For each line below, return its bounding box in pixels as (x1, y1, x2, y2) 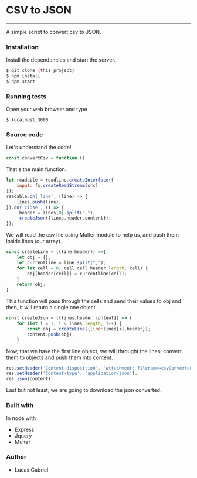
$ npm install (6, 73, 41, 79)
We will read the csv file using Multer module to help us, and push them (6, 231, 179, 238)
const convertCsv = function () (6, 155, 85, 161)
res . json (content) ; (6, 376, 54, 382)
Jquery (14, 432, 32, 439)
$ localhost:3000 (6, 117, 49, 123)
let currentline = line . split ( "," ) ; (16, 260, 107, 265)
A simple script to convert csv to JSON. (6, 28, 101, 35)
